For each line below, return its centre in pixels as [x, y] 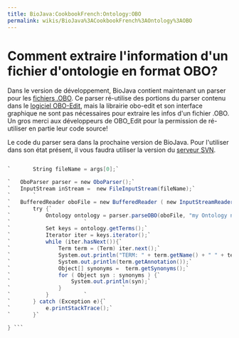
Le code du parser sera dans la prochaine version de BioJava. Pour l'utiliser [118, 143]
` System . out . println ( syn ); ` [79, 282]
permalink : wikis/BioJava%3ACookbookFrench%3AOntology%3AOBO [100, 21]
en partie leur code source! [68, 128]
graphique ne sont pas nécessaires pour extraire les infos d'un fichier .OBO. [118, 113]
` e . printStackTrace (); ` [60, 308]
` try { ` [30, 209]
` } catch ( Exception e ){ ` [57, 302]
